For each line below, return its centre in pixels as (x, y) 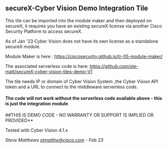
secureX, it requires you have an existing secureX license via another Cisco (84, 26)
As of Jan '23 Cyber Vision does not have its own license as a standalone (82, 41)
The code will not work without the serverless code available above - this (84, 98)
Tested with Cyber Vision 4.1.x (37, 130)
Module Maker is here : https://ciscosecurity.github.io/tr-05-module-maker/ (84, 56)
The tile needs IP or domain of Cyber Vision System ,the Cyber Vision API (82, 81)
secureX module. (23, 46)
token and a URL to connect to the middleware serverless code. (72, 87)
